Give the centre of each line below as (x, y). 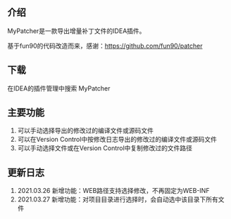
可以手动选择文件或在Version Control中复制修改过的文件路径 (105, 148)
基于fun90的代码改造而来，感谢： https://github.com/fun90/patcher (105, 46)
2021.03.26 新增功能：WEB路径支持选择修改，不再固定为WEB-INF (113, 191)
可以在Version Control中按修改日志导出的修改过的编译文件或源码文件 (117, 140)
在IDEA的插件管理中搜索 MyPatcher (59, 88)
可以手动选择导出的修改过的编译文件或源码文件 (85, 131)
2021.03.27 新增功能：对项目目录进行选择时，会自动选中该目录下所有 (118, 199)
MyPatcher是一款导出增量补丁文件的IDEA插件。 (76, 31)
